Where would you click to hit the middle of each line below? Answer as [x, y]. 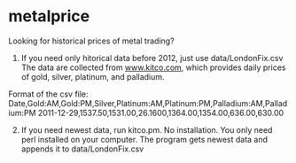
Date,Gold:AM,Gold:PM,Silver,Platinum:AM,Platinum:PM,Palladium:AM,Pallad [148, 103]
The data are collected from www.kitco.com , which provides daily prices [153, 67]
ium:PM [22, 113]
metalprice [49, 16]
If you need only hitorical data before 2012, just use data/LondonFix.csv [152, 58]
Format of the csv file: [49, 94]
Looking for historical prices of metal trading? [91, 41]
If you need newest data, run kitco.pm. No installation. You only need [147, 129]
